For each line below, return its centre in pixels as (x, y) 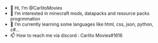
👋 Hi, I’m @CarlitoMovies (36, 8)
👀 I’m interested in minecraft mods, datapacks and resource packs (80, 13)
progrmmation (25, 19)
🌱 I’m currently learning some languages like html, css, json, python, (82, 24)
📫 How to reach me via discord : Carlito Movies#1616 (66, 35)
